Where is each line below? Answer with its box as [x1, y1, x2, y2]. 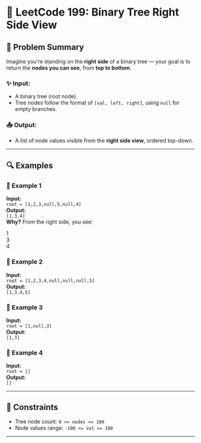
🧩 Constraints [6, 402, 59, 412]
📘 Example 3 [6, 303, 43, 311]
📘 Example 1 [6, 181, 42, 189]
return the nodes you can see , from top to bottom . [6, 64, 132, 71]
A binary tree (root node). [14, 93, 78, 100]
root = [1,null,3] [6, 323, 52, 329]
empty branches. [14, 106, 57, 113]
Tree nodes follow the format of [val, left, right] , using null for [14, 99, 180, 107]
